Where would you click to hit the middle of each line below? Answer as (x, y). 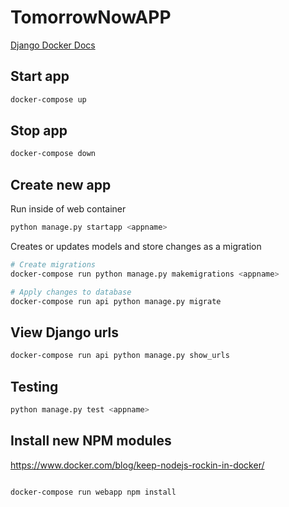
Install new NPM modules (91, 441)
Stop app (39, 131)
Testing (34, 386)
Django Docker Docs (53, 45)
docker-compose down (53, 154)
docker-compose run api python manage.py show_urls (120, 356)
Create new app (61, 184)
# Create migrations (53, 265)
